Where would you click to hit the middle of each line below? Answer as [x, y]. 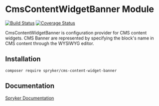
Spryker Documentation [30, 98]
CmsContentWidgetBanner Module [80, 9]
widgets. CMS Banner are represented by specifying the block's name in [80, 38]
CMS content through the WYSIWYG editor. [50, 43]
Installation [23, 59]
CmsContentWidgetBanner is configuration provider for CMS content [76, 32]
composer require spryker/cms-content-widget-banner [61, 70]
